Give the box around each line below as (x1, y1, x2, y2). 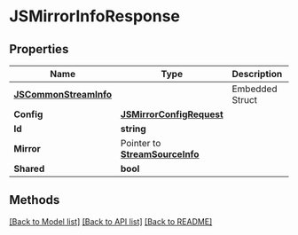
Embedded (231, 82, 278, 95)
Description (231, 68, 283, 80)
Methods (9, 192, 60, 208)
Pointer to (120, 137, 161, 149)
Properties (9, 42, 69, 57)
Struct (231, 94, 258, 106)
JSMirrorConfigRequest (120, 108, 223, 121)
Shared (13, 162, 45, 175)
